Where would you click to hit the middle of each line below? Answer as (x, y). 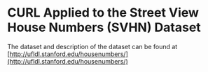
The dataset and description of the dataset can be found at (92, 46)
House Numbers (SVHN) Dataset (104, 27)
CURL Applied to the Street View (103, 13)
